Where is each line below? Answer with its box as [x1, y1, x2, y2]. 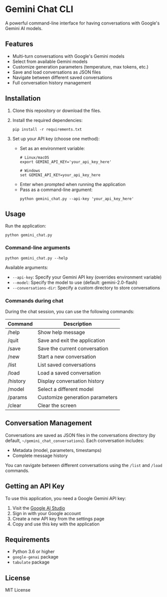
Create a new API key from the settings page [12, 515, 105, 521]
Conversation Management [5, 419, 92, 427]
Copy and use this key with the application [12, 521, 100, 527]
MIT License [5, 587, 31, 593]
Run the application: [5, 223, 46, 229]
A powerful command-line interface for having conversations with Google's [5, 20, 160, 26]
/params [7, 393, 27, 400]
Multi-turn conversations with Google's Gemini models [12, 53, 125, 59]
